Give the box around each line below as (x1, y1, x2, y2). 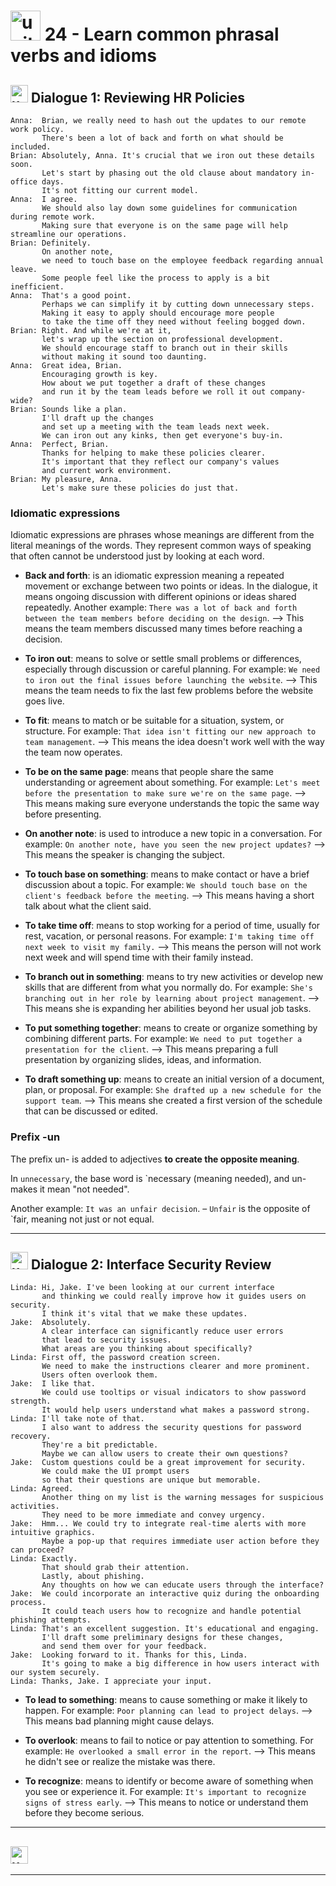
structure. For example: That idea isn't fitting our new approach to (24, 725, 317, 737)
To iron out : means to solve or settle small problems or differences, (24, 653, 302, 665)
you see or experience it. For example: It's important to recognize (24, 1786, 307, 1798)
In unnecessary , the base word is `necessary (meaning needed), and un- (10, 1172, 307, 1184)
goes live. (24, 695, 65, 707)
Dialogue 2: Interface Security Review (30, 1256, 272, 1273)
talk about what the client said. (24, 900, 152, 912)
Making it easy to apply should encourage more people (41, 308, 275, 318)
